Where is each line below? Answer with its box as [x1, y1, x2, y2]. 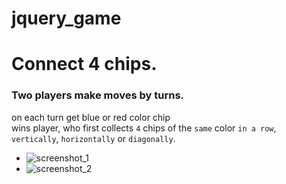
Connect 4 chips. [11, 53, 158, 76]
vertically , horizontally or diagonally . [11, 132, 176, 144]
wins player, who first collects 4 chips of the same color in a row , [11, 122, 277, 134]
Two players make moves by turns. [11, 88, 185, 102]
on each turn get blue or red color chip [11, 111, 171, 123]
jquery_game [11, 7, 122, 30]
